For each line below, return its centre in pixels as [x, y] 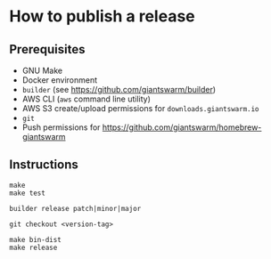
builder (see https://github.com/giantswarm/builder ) [119, 89]
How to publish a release [103, 16]
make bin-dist [36, 239]
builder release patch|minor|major [75, 208]
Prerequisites [47, 49]
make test [28, 193]
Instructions [44, 165]
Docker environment [60, 80]
